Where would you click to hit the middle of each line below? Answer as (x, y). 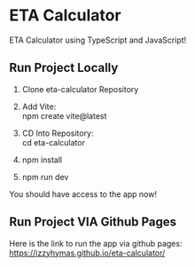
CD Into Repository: (58, 133)
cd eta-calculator (54, 142)
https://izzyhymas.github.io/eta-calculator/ (87, 253)
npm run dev (45, 177)
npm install (42, 160)
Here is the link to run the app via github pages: (96, 243)
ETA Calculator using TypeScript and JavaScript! (98, 40)
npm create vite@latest (64, 115)
